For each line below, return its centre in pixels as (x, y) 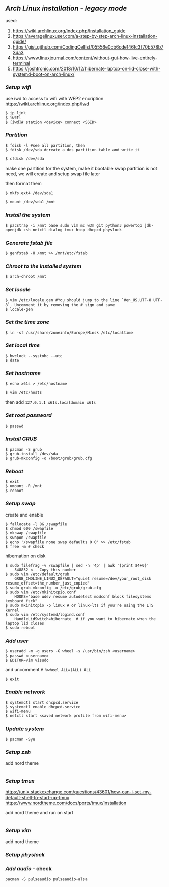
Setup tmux (20, 781)
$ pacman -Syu (20, 739)
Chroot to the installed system (44, 266)
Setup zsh (18, 752)
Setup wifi (18, 87)
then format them (23, 184)
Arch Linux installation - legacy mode (66, 8)
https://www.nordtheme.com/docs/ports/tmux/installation (66, 803)
